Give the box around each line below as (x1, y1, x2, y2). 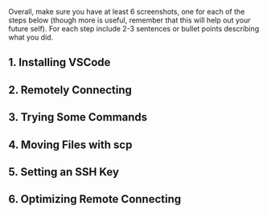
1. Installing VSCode (8, 56, 111, 69)
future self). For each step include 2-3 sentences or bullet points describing (8, 24, 260, 33)
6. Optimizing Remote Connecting (8, 192, 182, 206)
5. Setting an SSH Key (8, 165, 119, 179)
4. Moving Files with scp (8, 138, 133, 151)
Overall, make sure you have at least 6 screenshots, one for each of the (8, 7, 245, 16)
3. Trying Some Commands (8, 110, 148, 124)
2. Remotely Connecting (8, 83, 133, 97)
